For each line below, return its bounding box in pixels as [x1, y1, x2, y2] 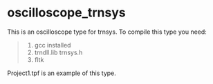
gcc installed [34, 41, 71, 49]
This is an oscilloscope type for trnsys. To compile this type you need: [7, 28, 207, 36]
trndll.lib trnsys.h [34, 48, 83, 56]
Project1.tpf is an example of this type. [7, 69, 116, 77]
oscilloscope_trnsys [7, 5, 126, 21]
